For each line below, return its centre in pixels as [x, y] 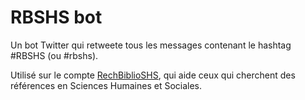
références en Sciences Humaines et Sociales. [106, 85]
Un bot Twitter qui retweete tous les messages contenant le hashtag [151, 45]
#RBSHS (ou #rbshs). [54, 55]
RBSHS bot [56, 17]
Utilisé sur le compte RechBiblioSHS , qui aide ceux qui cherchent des [153, 75]
